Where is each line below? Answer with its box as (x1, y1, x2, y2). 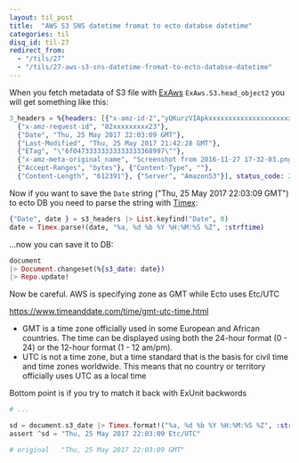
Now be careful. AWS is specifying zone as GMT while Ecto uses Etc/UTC (9, 288, 280, 299)
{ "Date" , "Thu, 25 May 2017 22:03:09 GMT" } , (17, 130, 185, 139)
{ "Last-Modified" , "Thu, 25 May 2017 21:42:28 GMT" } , (17, 139, 221, 148)
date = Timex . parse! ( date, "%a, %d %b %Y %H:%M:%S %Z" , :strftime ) (9, 223, 265, 231)
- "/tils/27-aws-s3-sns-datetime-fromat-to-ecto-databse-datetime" (17, 63, 273, 72)
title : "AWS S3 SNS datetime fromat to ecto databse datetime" (9, 21, 253, 30)
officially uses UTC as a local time (21, 370, 147, 381)
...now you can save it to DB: (9, 239, 114, 249)
